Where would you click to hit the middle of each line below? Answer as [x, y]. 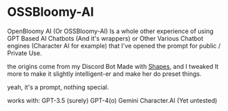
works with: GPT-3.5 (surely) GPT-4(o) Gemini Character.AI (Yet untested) [112, 100]
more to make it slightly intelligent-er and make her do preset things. [104, 74]
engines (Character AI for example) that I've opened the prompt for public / [114, 46]
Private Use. [25, 53]
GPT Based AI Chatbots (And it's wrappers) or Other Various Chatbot [105, 38]
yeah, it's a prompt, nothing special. [58, 87]
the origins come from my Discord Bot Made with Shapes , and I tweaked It [113, 66]
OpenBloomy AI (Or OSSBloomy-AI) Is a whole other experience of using [111, 31]
